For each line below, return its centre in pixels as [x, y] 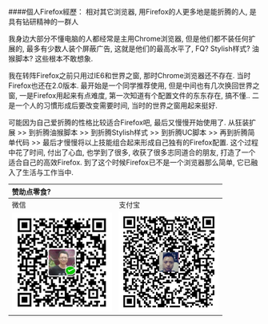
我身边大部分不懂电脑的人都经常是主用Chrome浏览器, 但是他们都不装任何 [129, 39]
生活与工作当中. [48, 172]
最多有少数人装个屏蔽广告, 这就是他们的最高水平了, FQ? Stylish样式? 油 [143, 49]
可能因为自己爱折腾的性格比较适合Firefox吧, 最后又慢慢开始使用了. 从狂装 [129, 122]
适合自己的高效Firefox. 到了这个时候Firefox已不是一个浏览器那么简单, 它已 [130, 162]
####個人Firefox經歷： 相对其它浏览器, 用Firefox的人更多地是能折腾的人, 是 [133, 12]
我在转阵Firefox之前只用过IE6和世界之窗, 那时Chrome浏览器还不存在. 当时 [130, 75]
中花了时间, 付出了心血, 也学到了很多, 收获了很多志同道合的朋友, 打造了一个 [132, 152]
